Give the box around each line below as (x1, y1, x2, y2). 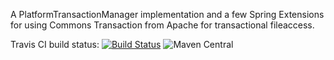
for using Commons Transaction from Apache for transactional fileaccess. (10, 19, 315, 31)
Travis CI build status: (10, 39, 100, 50)
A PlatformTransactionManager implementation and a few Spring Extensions (10, 9, 325, 20)
